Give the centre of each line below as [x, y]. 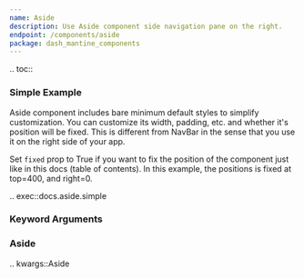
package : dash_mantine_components [75, 43]
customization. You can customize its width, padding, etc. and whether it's [149, 122]
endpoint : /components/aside [65, 35]
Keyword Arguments [56, 219]
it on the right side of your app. [67, 141]
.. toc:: [21, 69]
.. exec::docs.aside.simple [58, 195]
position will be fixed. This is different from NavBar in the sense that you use [152, 132]
